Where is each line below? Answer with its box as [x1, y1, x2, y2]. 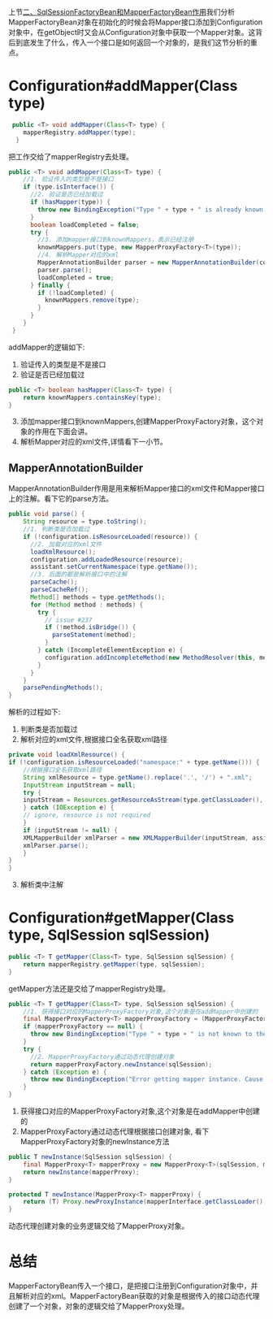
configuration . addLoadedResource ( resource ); [29, 555, 184, 563]
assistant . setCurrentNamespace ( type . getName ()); [29, 563, 198, 571]
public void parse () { [8, 510, 85, 518]
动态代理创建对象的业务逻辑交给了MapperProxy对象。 [8, 1221, 189, 1231]
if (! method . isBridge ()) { [44, 623, 136, 631]
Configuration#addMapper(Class [8, 76, 238, 95]
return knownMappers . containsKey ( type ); [23, 393, 162, 401]
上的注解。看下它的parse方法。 [8, 494, 114, 504]
